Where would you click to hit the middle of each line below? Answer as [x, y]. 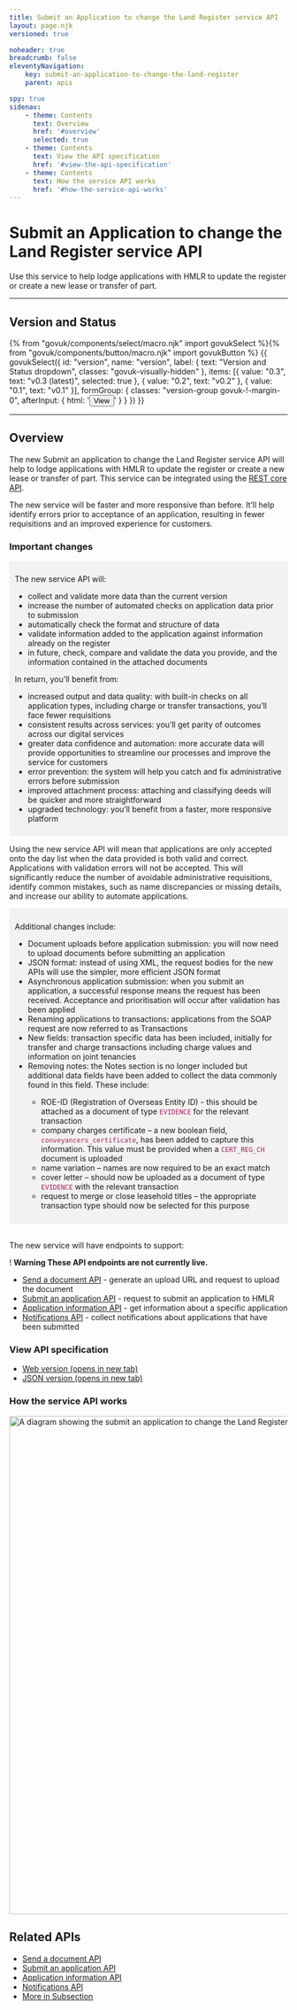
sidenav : [25, 107]
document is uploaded [82, 1159]
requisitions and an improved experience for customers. [111, 523]
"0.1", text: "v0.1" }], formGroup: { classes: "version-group [114, 390]
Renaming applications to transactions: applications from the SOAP [150, 1019]
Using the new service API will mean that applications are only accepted [141, 849]
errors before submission [74, 781]
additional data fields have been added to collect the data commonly [152, 1076]
